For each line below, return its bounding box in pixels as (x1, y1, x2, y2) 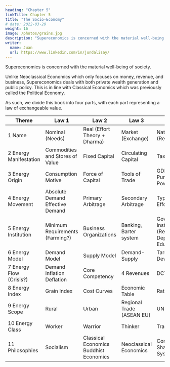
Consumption (45, 170, 77, 177)
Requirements (45, 228, 78, 235)
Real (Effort (83, 125, 110, 132)
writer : (5, 40, 22, 46)
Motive (45, 177, 62, 184)
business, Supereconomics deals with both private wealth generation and (5, 79, 158, 85)
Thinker (121, 322, 140, 330)
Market (121, 129, 138, 136)
